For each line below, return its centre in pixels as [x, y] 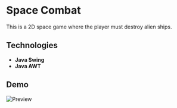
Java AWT [28, 66]
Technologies [32, 45]
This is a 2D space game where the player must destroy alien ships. [89, 27]
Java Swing [29, 59]
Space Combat [44, 10]
